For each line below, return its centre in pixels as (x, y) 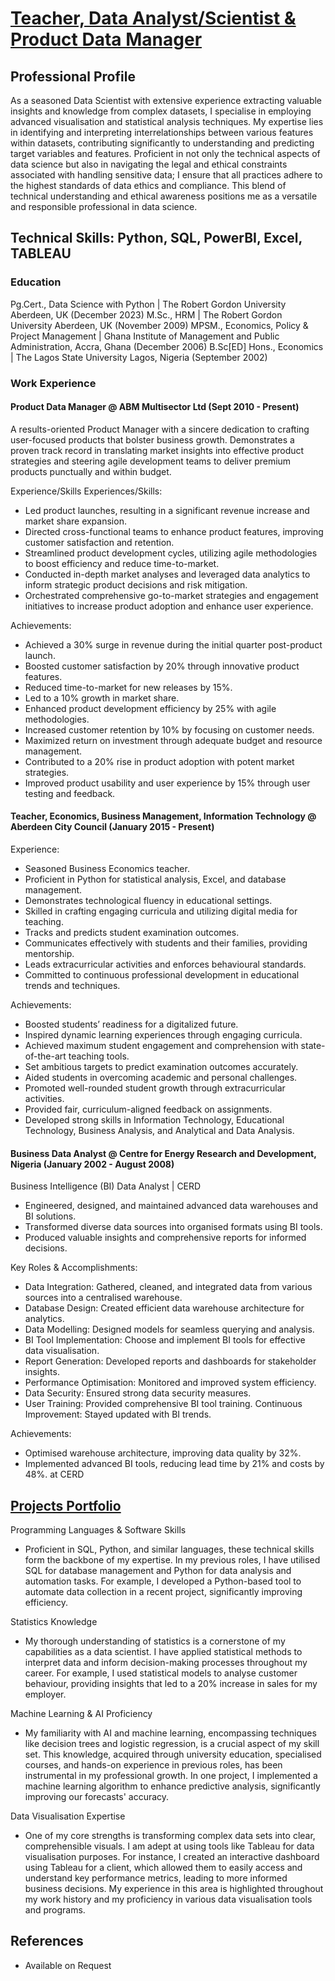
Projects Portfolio (66, 1505)
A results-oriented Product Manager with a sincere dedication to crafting (160, 429)
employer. (45, 1694)
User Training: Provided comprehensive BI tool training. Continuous (163, 1404)
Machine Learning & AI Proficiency (81, 1714)
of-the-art (45, 1056)
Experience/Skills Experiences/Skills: (86, 491)
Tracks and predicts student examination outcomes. (132, 933)
